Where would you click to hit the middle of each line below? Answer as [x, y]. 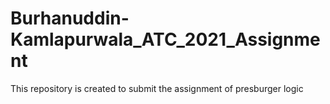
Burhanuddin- [70, 18]
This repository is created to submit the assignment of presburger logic [157, 88]
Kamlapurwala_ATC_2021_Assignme [165, 39]
